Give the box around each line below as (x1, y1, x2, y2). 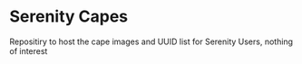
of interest (9, 45, 48, 56)
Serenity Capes (9, 6, 129, 27)
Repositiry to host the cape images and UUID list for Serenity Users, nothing (9, 36, 293, 47)
